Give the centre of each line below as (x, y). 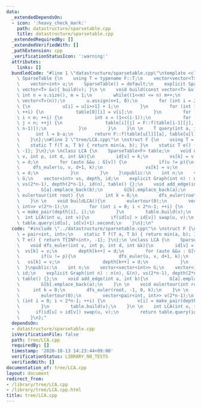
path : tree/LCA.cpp (36, 340)
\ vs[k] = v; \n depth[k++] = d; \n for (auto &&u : (101, 251)
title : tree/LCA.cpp (32, 395)
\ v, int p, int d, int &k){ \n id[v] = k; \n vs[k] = (103, 156)
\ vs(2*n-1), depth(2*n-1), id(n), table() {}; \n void (91, 184)
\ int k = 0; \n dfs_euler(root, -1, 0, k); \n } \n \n (103, 290)
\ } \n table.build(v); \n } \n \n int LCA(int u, (104, 307)
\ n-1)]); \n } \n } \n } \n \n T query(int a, (104, 129)
